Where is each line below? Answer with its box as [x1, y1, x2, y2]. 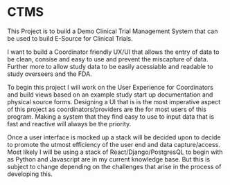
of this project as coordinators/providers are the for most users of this [7, 105, 206, 113]
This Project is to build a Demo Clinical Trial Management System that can [7, 27, 218, 35]
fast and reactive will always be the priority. [7, 119, 132, 128]
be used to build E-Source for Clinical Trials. [7, 34, 133, 42]
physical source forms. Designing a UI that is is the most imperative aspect [7, 97, 221, 106]
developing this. [7, 170, 53, 178]
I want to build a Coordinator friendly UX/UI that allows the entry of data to [7, 48, 220, 56]
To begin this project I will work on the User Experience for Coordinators [7, 83, 213, 91]
